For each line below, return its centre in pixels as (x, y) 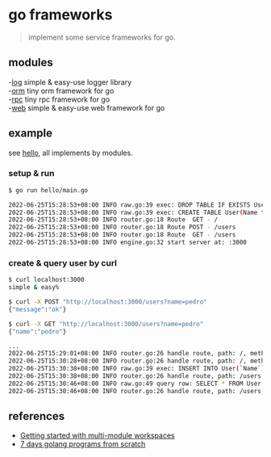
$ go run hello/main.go (48, 190)
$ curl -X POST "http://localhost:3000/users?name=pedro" (108, 302)
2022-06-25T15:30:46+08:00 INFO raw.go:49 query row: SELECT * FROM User (135, 384)
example (31, 134)
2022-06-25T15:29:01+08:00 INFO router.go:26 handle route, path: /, (128, 354)
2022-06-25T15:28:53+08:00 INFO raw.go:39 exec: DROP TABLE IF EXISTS (129, 205)
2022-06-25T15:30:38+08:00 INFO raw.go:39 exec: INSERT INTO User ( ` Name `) (137, 369)
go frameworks (60, 15)
